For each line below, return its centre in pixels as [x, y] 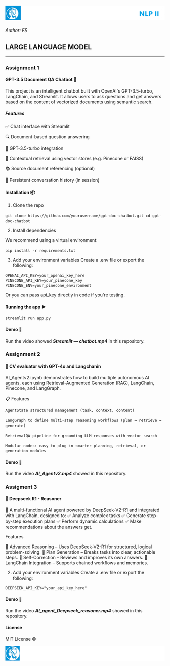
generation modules [26, 451]
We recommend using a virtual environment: [51, 240]
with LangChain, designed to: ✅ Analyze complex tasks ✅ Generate [76, 516]
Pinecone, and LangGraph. [33, 388]
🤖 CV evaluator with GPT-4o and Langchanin [53, 366]
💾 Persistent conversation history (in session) [52, 180]
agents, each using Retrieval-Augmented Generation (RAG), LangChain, [80, 383]
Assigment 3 [21, 487]
